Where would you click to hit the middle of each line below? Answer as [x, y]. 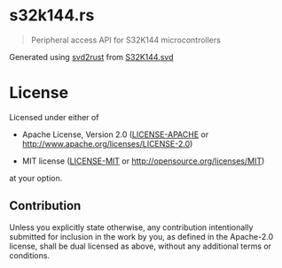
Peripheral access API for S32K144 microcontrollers [126, 40]
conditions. [30, 255]
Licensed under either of [54, 117]
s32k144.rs [52, 15]
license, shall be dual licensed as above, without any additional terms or [141, 246]
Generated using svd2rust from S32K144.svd [92, 57]
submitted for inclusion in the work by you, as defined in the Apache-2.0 [141, 236]
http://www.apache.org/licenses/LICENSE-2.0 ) [107, 143]
